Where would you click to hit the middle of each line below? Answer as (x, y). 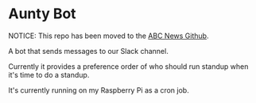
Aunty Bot (43, 14)
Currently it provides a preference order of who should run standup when (128, 66)
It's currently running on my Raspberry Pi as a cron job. (99, 90)
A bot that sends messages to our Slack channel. (88, 51)
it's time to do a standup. (49, 74)
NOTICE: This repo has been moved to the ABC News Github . (109, 36)
